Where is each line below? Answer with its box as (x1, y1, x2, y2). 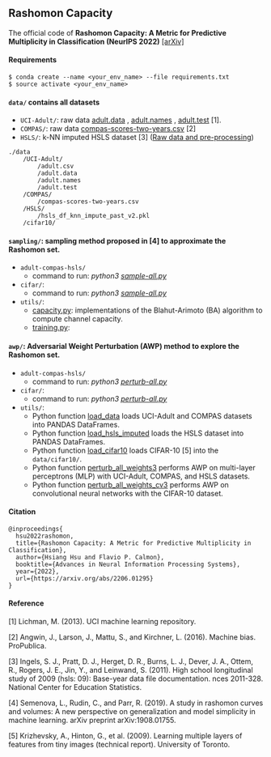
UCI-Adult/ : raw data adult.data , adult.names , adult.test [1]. (19, 115, 222, 125)
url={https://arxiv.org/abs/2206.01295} (15, 574, 154, 582)
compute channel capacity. (32, 314, 123, 324)
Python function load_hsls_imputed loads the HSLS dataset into (32, 428, 244, 438)
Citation (8, 507, 36, 517)
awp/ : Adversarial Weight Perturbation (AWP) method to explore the (8, 342, 240, 351)
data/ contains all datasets (8, 97, 100, 107)
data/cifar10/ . (32, 453, 83, 464)
